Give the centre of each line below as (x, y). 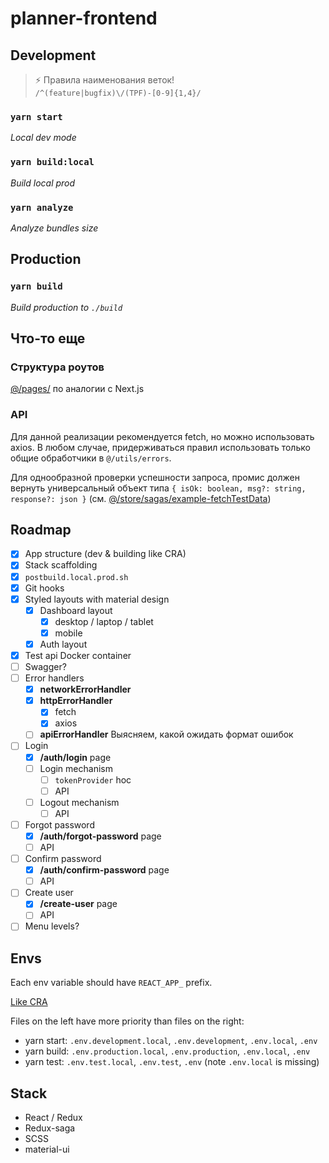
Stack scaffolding (61, 565)
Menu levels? (52, 926)
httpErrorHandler (76, 701)
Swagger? (45, 666)
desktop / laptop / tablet (104, 621)
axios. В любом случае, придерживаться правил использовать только (160, 447)
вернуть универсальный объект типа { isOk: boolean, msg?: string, (158, 488)
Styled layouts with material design (97, 599)
